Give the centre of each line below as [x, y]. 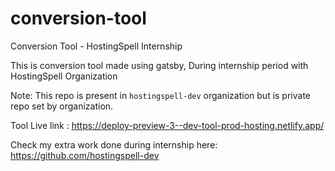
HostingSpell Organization [64, 76]
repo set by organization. [62, 106]
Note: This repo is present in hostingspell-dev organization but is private [161, 95]
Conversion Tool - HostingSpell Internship [96, 46]
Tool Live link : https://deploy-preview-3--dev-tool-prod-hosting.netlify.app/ [167, 125]
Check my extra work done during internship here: [114, 144]
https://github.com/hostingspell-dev [85, 155]
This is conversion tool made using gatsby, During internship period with [159, 65]
